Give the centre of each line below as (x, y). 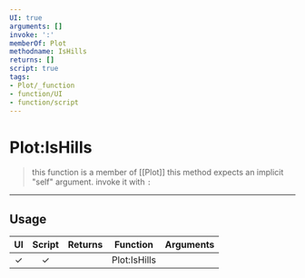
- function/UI (36, 94)
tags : (20, 77)
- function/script (44, 102)
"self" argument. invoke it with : (91, 182)
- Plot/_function (42, 85)
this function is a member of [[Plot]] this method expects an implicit (157, 173)
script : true (34, 69)
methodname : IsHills (49, 52)
